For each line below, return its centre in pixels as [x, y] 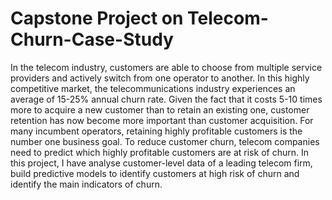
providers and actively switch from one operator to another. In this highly [160, 78]
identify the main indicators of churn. [86, 184]
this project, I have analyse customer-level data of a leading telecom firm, [161, 163]
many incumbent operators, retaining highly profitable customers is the [156, 131]
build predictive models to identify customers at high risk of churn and [155, 173]
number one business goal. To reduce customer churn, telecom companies [165, 141]
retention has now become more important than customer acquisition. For [162, 120]
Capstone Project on [97, 18]
